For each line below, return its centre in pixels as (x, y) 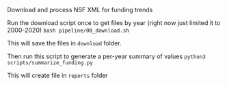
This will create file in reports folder (57, 75)
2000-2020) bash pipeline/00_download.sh (68, 30)
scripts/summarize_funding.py (50, 63)
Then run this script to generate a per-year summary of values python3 (107, 56)
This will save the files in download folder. (64, 43)
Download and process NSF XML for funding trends (80, 10)
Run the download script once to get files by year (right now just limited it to (114, 23)
